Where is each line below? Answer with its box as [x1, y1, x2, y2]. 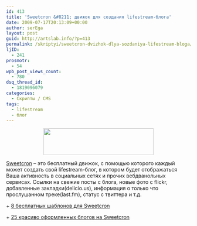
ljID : [6, 47, 19, 53]
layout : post [6, 30, 38, 36]
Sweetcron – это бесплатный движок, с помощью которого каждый [6, 160, 175, 167]
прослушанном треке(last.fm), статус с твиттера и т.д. [6, 191, 142, 198]
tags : [6, 101, 19, 107]
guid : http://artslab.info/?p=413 [6, 36, 91, 42]
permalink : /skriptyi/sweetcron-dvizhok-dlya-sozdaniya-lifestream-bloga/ [6, 42, 193, 47]
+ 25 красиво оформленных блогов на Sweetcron [6, 214, 130, 221]
